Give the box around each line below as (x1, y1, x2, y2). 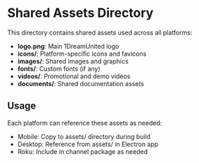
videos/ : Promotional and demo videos (17, 72, 131, 80)
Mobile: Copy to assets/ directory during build (17, 132, 151, 140)
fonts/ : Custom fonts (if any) (17, 64, 101, 73)
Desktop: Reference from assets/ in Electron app (17, 140, 159, 148)
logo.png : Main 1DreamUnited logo (17, 42, 120, 50)
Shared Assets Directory (7, 5, 154, 21)
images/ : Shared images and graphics (17, 56, 129, 65)
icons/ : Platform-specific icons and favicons (17, 49, 147, 58)
